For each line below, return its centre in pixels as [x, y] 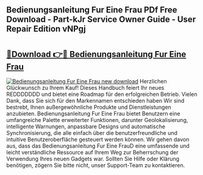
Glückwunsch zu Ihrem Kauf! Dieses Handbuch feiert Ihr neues [85, 88]
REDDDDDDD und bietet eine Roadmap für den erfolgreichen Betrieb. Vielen [102, 94]
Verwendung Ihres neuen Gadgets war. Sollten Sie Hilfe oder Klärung [93, 159]
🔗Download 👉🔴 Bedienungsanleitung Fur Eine [96, 54]
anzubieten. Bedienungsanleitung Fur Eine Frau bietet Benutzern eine [93, 114]
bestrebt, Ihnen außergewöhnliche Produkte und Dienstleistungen [89, 107]
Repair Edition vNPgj [46, 29]
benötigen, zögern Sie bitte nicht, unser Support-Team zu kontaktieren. [96, 165]
